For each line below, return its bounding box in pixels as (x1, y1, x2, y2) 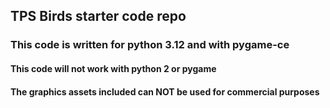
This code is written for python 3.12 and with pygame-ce (10, 38, 290, 52)
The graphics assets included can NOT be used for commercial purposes (10, 85, 320, 98)
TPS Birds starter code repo (10, 8, 187, 25)
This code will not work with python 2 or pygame (10, 62, 217, 74)
